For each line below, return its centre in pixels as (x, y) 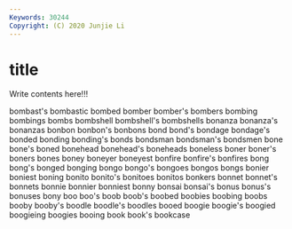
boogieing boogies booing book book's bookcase (100, 215)
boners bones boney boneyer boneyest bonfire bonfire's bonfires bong (139, 158)
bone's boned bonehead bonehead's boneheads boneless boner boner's (143, 149)
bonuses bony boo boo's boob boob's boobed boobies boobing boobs (138, 196)
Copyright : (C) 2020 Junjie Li (67, 26)
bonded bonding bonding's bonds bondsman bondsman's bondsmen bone (146, 139)
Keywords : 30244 (39, 17)
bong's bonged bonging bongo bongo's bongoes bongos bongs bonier (139, 168)
